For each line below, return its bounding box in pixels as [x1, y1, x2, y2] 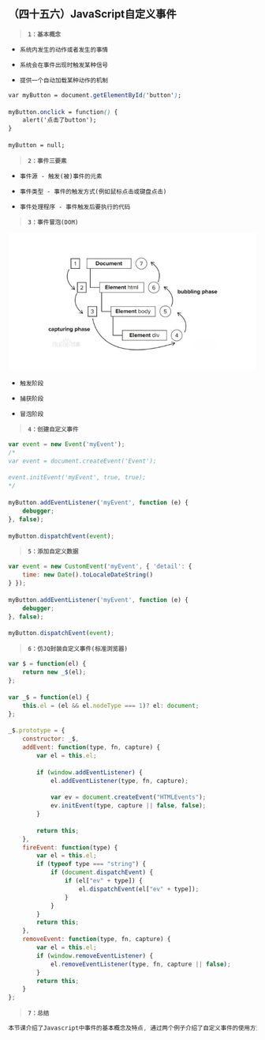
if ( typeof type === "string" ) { [36, 860, 147, 868]
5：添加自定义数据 [27, 548, 79, 556]
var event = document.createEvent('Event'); [8, 457, 157, 465]
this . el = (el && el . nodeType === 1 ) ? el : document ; [22, 702, 200, 709]
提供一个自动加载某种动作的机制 [19, 76, 109, 85]
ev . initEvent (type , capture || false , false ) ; [50, 802, 207, 810]
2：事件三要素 [27, 157, 67, 165]
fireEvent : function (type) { [22, 843, 118, 852]
